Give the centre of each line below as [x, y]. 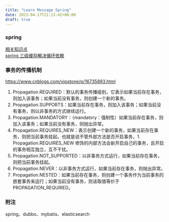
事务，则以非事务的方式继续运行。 [53, 111]
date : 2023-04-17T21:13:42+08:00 [41, 15]
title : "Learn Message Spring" [38, 10]
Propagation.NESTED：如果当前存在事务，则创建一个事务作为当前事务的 [88, 175]
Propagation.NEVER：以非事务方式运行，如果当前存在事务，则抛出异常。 [89, 168]
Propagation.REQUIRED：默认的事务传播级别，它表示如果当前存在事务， [88, 92]
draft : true [18, 19]
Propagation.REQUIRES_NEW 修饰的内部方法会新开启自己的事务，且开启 [88, 143]
